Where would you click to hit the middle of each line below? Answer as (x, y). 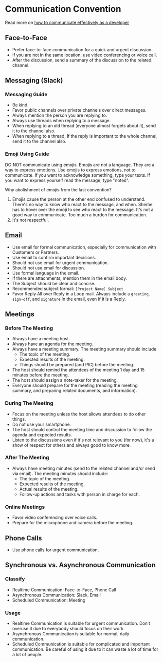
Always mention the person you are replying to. (59, 115)
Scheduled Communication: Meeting (49, 600)
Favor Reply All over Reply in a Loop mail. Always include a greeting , (81, 293)
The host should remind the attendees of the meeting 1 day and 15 (78, 370)
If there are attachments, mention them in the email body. (70, 278)
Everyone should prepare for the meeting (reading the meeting (75, 385)
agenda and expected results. (42, 434)
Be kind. (20, 105)
